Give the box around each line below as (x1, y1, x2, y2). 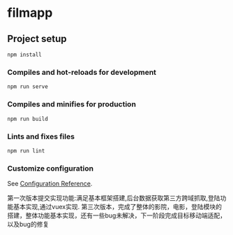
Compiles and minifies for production (7, 99, 136, 109)
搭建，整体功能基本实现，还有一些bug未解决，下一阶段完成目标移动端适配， (7, 211, 227, 220)
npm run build (7, 115, 49, 122)
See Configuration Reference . (7, 180, 93, 188)
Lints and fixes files (7, 131, 75, 141)
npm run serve (7, 83, 49, 90)
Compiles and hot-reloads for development (7, 67, 157, 77)
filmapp (7, 5, 53, 21)
